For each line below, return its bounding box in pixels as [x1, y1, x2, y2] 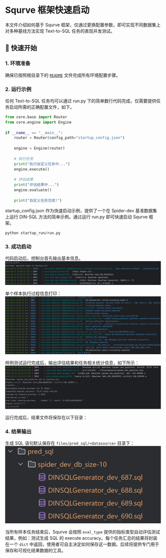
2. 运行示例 [5, 86, 32, 93]
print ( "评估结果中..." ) [14, 183, 59, 187]
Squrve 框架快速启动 [5, 4, 90, 16]
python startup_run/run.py [5, 231, 61, 235]
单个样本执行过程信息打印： [5, 290, 62, 296]
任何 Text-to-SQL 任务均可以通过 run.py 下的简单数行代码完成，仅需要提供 [5, 97, 157, 104]
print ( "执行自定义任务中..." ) [14, 161, 70, 166]
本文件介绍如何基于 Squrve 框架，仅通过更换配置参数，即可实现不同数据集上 [5, 22, 161, 28]
